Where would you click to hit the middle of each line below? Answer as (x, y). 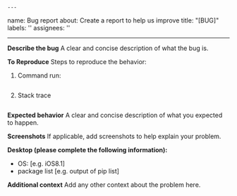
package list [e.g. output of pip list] (68, 171)
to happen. (23, 123)
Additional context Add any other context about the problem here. (104, 185)
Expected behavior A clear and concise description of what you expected (115, 115)
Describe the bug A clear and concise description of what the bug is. (108, 48)
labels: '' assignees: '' (39, 28)
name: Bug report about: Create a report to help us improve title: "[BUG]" (113, 20)
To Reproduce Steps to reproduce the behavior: (77, 62)
